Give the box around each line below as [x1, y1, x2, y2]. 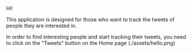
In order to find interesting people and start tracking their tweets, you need [6, 34, 186, 40]
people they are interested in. [6, 23, 77, 29]
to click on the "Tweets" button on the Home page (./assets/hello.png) [6, 40, 176, 46]
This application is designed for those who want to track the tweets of [6, 16, 175, 23]
